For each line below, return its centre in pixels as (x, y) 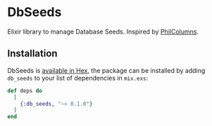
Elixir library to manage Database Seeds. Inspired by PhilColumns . (103, 31)
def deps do (25, 91)
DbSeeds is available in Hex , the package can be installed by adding (106, 70)
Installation (32, 54)
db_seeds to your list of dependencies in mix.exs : (78, 78)
